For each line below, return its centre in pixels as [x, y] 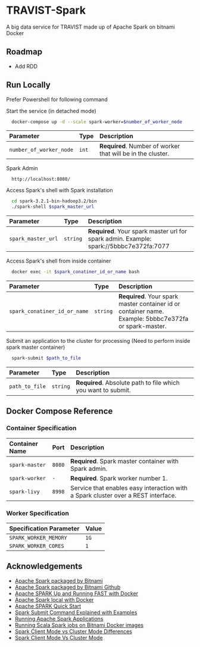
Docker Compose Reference [60, 411]
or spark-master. [142, 326]
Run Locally [28, 85]
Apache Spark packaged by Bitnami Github [68, 587]
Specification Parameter [44, 529]
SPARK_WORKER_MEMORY [38, 537]
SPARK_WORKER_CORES [37, 546]
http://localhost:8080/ [41, 179]
